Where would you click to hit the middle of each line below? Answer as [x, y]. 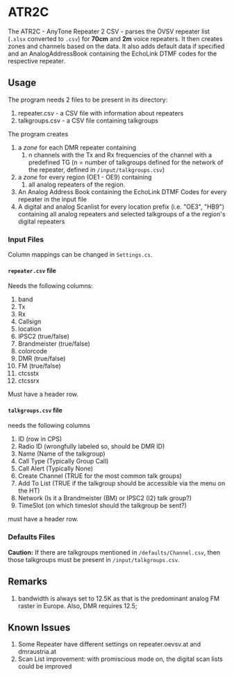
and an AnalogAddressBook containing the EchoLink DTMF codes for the [112, 54]
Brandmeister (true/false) [54, 344]
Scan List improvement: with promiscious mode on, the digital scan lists [120, 659]
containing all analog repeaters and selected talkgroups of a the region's [122, 214]
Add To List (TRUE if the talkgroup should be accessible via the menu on [122, 484]
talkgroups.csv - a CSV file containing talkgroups [88, 120]
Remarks [28, 582]
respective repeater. [36, 61]
